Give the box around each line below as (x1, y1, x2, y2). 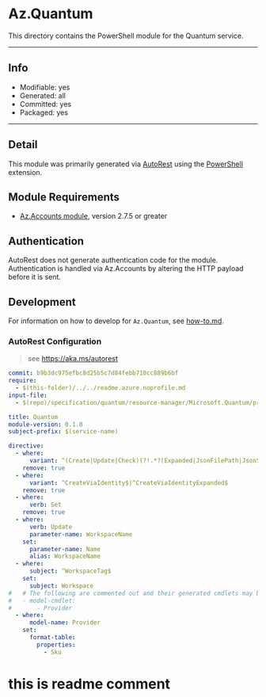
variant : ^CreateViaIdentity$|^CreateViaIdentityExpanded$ (28, 478, 228, 487)
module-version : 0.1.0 (8, 421, 83, 428)
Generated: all (19, 90, 66, 100)
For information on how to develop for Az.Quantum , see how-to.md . (8, 316, 224, 326)
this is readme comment (8, 675, 171, 693)
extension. (8, 167, 43, 177)
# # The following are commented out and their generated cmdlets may (8, 589, 253, 597)
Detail (8, 138, 38, 151)
